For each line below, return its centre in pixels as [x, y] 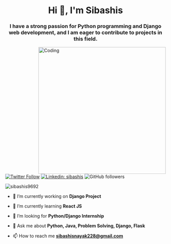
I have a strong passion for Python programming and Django [85, 26]
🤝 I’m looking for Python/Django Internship [58, 216]
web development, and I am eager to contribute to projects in [85, 32]
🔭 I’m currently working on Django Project [57, 196]
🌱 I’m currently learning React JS [47, 206]
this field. [85, 39]
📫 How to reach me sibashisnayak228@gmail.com [68, 236]
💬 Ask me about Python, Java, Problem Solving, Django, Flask [79, 226]
